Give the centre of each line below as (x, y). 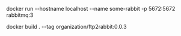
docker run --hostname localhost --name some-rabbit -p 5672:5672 (91, 9)
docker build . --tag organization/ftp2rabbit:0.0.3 (67, 27)
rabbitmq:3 (20, 15)
